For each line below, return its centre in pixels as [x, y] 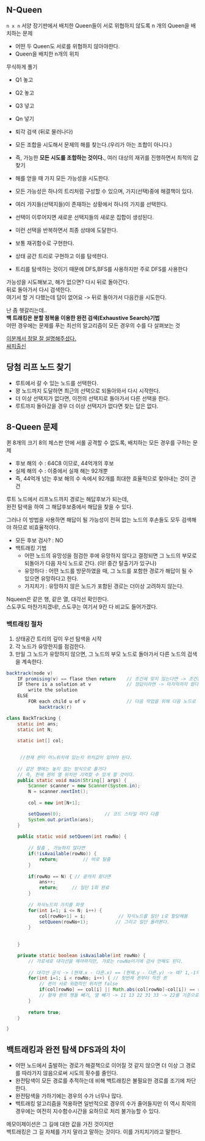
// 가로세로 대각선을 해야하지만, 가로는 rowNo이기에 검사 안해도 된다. [106, 961]
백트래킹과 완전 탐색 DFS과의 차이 [66, 1049]
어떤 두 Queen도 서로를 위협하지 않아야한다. [67, 46]
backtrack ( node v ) [30, 673]
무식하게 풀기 [22, 67]
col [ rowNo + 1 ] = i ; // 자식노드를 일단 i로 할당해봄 [113, 916]
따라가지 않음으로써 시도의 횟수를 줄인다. [70, 1073]
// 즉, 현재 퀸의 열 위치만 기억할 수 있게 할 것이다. [76, 775]
